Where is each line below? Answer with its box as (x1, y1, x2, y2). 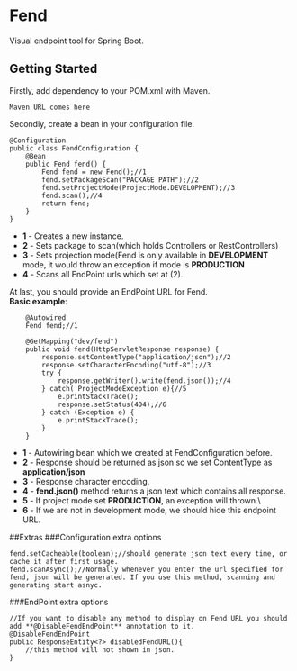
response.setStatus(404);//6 (57, 400, 167, 409)
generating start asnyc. (9, 580, 103, 590)
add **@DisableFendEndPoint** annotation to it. (9, 621, 195, 630)
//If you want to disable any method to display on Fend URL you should (9, 613, 288, 622)
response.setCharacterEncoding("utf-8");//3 (41, 360, 211, 369)
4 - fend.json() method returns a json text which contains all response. (22, 485, 286, 496)
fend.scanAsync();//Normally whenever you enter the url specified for (9, 565, 283, 574)
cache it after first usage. (9, 557, 119, 566)
